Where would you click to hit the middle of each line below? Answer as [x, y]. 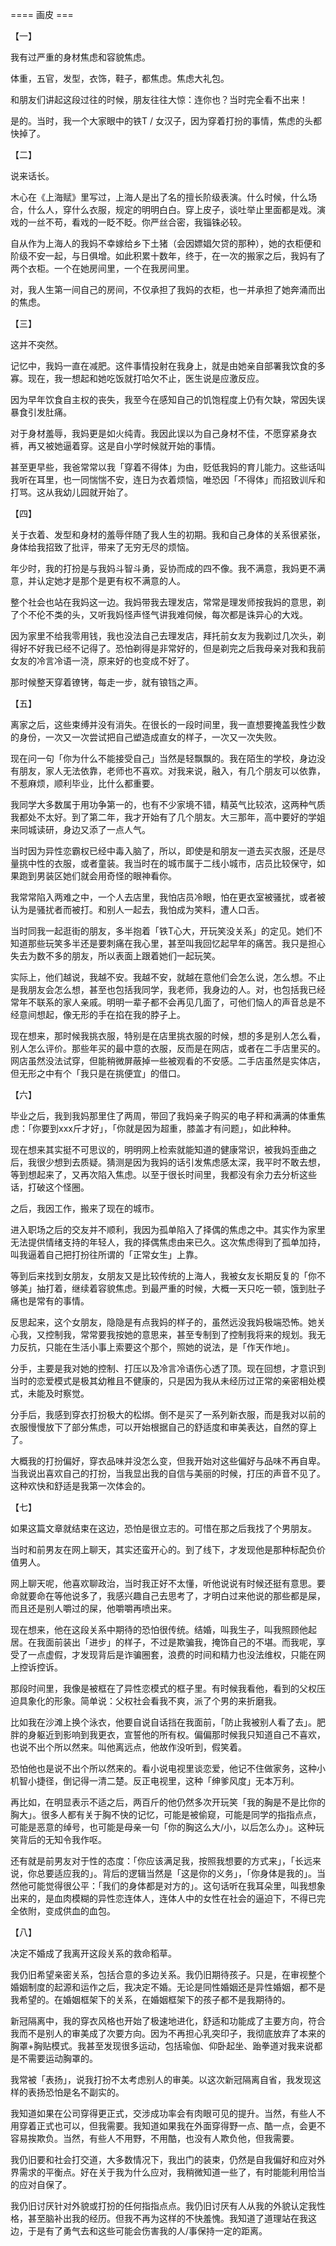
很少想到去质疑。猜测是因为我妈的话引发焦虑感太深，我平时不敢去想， [181, 1162]
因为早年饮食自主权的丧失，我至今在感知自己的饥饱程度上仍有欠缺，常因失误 [168, 399]
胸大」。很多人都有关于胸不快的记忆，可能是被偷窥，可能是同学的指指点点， [166, 1814]
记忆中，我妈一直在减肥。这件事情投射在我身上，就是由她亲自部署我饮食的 [163, 366]
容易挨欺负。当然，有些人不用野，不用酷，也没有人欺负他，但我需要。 [155, 2138]
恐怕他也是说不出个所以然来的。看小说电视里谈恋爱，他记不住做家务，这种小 [168, 1768]
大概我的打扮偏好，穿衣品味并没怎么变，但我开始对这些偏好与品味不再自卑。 [168, 1461]
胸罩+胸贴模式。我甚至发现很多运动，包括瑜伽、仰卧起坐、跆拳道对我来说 [162, 2046]
